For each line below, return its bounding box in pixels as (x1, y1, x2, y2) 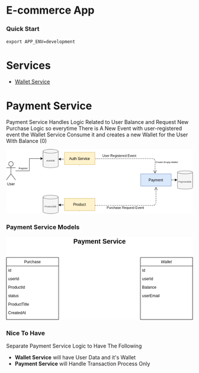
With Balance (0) (6, 138, 47, 145)
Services (6, 59, 52, 72)
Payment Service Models (6, 223, 80, 231)
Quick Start (6, 25, 40, 33)
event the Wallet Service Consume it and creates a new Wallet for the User (6, 131, 188, 138)
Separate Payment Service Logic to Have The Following (6, 342, 142, 350)
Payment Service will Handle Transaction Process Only (14, 360, 150, 368)
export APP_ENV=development (6, 39, 76, 45)
